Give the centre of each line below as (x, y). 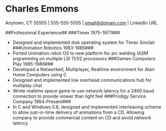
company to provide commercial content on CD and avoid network (82, 117)
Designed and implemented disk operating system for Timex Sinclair (84, 42)
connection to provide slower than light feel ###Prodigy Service (79, 96)
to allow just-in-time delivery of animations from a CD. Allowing (78, 112)
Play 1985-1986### (33, 64)
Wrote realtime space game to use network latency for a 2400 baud (83, 91)
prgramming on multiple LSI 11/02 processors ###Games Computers (84, 58)
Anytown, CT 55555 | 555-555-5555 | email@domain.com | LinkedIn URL (81, 23)
